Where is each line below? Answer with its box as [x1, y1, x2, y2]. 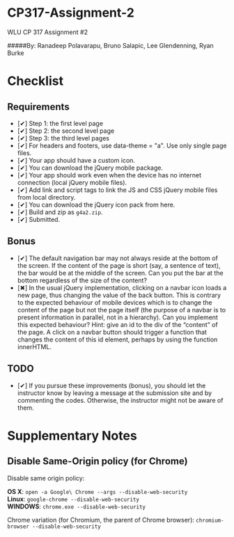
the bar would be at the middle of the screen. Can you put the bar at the [17, 268, 224, 277]
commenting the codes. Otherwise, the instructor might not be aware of [17, 396, 224, 404]
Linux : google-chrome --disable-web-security [7, 495, 139, 503]
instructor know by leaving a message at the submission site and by [17, 388, 212, 397]
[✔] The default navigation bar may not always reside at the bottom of [17, 254, 218, 262]
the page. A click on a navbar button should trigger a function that [17, 328, 208, 336]
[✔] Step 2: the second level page [17, 127, 115, 135]
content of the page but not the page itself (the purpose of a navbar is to [17, 305, 226, 314]
